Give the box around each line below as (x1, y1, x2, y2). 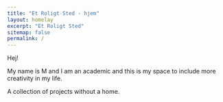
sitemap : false (7, 29, 51, 36)
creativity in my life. (7, 74, 63, 82)
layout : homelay (7, 16, 54, 23)
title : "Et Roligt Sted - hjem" (7, 10, 99, 17)
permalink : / (7, 35, 45, 42)
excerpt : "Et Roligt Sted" (7, 22, 84, 29)
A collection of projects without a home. (7, 88, 120, 96)
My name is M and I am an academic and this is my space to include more (7, 67, 216, 75)
